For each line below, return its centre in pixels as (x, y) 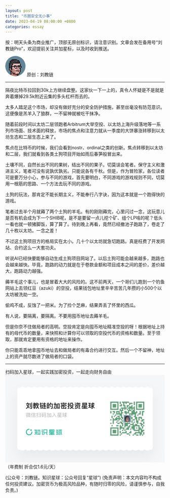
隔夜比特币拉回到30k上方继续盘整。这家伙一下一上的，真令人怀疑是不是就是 (85, 90)
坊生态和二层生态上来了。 (32, 137)
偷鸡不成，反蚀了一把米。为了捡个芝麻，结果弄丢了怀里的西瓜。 (72, 305)
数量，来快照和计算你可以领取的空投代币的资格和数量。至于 (94, 333)
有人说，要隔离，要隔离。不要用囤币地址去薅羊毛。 (58, 316)
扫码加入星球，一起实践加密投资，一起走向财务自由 (58, 372)
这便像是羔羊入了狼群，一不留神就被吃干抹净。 (54, 113)
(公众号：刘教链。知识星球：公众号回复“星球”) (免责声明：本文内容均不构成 (83, 477)
